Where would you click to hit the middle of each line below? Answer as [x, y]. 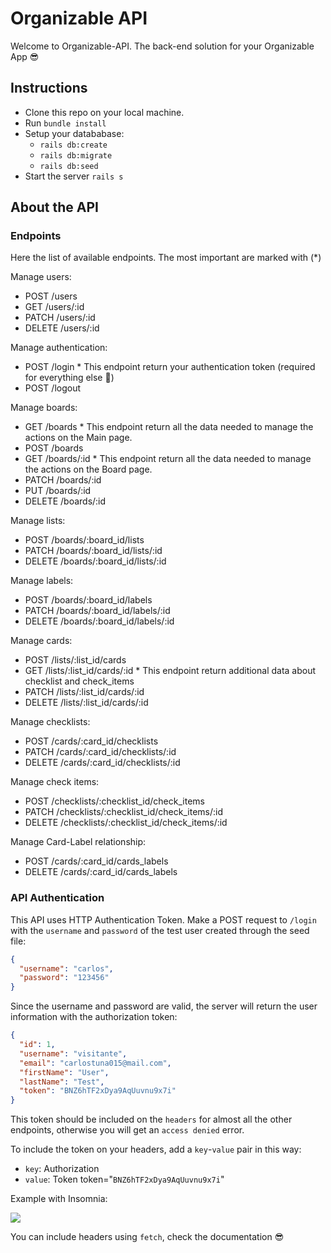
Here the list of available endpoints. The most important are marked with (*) [166, 258]
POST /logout [53, 388]
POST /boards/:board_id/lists [84, 540]
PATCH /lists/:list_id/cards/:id [84, 692]
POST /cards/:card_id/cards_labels [96, 861]
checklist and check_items [79, 681]
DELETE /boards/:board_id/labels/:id [99, 621]
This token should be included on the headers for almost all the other [151, 1119]
